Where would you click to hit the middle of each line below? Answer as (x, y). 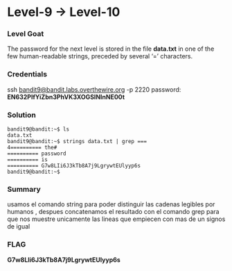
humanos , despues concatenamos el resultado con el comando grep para (113, 212)
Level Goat (26, 34)
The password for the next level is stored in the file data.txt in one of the (111, 49)
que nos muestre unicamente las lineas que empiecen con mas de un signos (116, 219)
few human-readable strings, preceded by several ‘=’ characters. (100, 56)
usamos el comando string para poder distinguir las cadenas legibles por (111, 204)
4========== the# (32, 148)
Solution (22, 115)
